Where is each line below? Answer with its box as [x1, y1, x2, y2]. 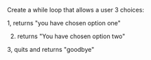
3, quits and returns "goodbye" [7, 46, 95, 53]
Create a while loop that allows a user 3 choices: [7, 6, 144, 14]
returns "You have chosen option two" [16, 32, 126, 40]
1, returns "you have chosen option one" [7, 19, 121, 27]
